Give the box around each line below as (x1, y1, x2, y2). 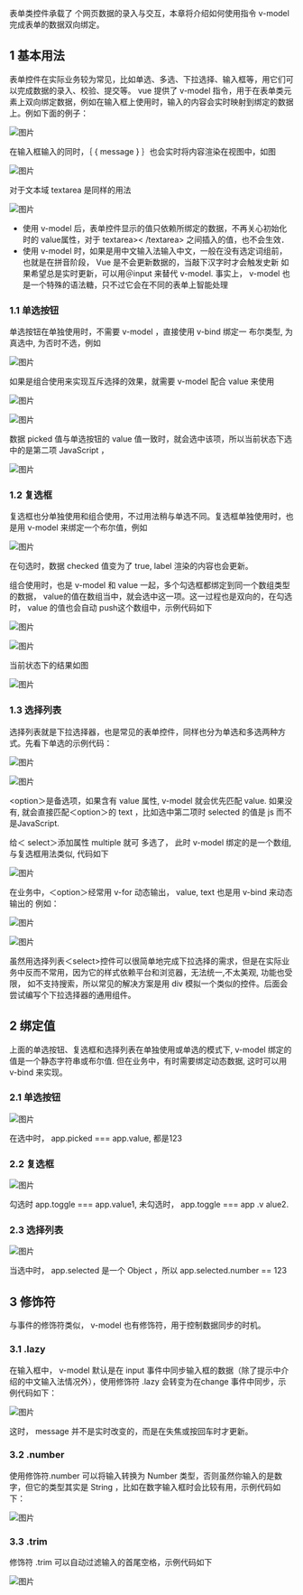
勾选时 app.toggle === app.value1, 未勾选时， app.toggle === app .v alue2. (9, 1199, 289, 1210)
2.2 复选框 (9, 1157, 55, 1170)
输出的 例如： (9, 898, 60, 909)
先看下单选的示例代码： (24, 737, 113, 748)
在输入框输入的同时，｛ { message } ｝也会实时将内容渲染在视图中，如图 (9, 145, 277, 156)
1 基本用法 (9, 48, 66, 63)
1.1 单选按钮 (9, 303, 60, 316)
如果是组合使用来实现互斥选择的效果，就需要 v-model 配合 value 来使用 (9, 376, 275, 387)
